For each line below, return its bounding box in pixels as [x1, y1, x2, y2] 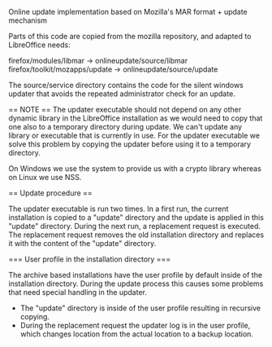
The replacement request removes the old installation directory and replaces [8, 230, 265, 239]
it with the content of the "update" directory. [8, 239, 157, 248]
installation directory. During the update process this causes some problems [8, 279, 264, 288]
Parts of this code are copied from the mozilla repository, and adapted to [8, 32, 252, 41]
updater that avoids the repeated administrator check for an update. [8, 89, 235, 99]
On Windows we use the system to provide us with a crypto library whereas [8, 164, 261, 173]
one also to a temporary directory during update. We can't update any [8, 122, 242, 131]
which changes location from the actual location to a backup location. [19, 329, 254, 339]
